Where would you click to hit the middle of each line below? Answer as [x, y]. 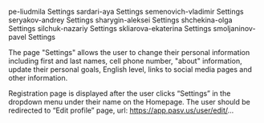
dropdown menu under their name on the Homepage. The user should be [129, 102]
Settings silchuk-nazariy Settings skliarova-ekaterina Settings [110, 28]
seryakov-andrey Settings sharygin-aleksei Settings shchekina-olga [120, 20]
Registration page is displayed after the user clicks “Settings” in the [120, 93]
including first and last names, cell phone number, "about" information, [125, 61]
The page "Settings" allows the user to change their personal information [129, 52]
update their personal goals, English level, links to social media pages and [130, 69]
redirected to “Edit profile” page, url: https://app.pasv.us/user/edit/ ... [121, 110]
